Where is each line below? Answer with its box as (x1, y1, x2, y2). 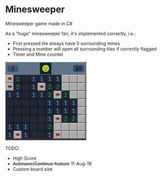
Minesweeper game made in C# (5, 20, 73, 27)
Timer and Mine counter (12, 51, 64, 57)
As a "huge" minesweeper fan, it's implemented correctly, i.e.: (5, 30, 136, 36)
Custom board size (12, 166, 53, 172)
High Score (12, 155, 37, 161)
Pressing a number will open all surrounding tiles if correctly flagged (12, 46, 157, 52)
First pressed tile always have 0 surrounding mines (12, 40, 120, 47)
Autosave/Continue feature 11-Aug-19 (12, 160, 92, 167)
